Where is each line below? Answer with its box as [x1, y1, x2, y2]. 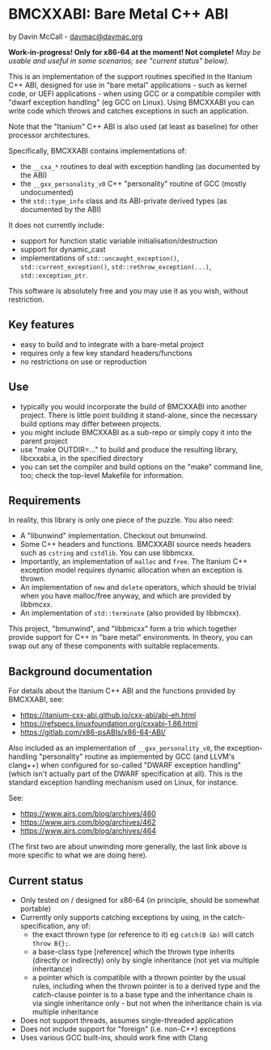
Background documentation [8, 664, 153, 678]
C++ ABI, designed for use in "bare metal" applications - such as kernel [8, 80, 248, 90]
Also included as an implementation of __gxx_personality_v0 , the [8, 743, 225, 753]
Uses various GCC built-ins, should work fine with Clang [19, 1033, 208, 1042]
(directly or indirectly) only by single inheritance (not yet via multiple [32, 955, 260, 965]
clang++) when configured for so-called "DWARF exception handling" [8, 760, 241, 770]
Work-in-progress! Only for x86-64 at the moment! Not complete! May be [8, 47, 261, 57]
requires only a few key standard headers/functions [19, 348, 193, 358]
